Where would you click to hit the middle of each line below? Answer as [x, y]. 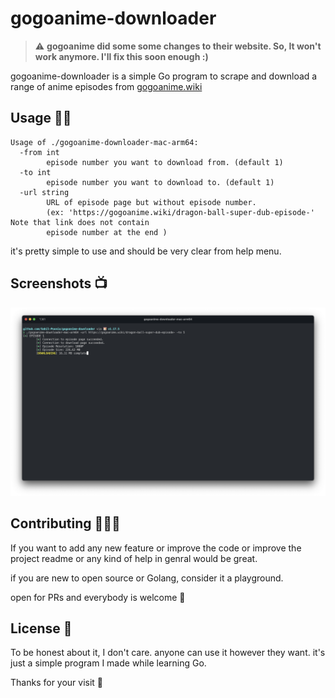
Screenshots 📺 [59, 283]
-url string [44, 192]
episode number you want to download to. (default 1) [160, 182]
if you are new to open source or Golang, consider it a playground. [147, 578]
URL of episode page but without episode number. [151, 202]
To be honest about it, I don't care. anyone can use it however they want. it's [168, 653]
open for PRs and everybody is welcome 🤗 [98, 597]
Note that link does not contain [80, 222]
